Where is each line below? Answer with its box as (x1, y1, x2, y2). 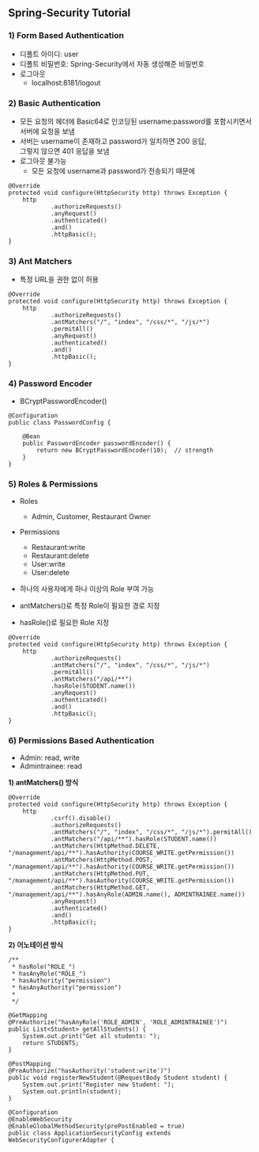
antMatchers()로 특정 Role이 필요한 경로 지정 (19, 601, 160, 610)
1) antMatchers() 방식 (8, 778, 79, 788)
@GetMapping (8, 1012, 47, 1020)
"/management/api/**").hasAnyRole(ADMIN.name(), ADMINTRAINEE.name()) (8, 891, 246, 898)
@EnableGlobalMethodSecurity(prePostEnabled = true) (8, 1123, 186, 1131)
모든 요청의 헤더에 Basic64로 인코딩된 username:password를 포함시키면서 (19, 116, 253, 126)
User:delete (31, 567, 69, 577)
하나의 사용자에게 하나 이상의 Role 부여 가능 (19, 584, 155, 593)
